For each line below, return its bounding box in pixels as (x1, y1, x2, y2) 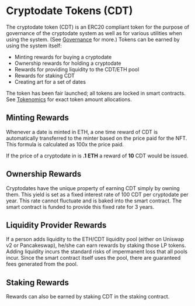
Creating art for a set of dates (14, 78, 86, 85)
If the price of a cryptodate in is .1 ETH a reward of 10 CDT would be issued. (6, 152, 189, 159)
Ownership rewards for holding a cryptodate (14, 60, 121, 67)
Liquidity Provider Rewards (6, 220, 107, 230)
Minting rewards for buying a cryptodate (14, 53, 112, 60)
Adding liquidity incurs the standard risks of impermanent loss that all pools (6, 248, 188, 255)
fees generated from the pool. (6, 260, 78, 267)
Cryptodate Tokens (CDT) (6, 4, 133, 18)
